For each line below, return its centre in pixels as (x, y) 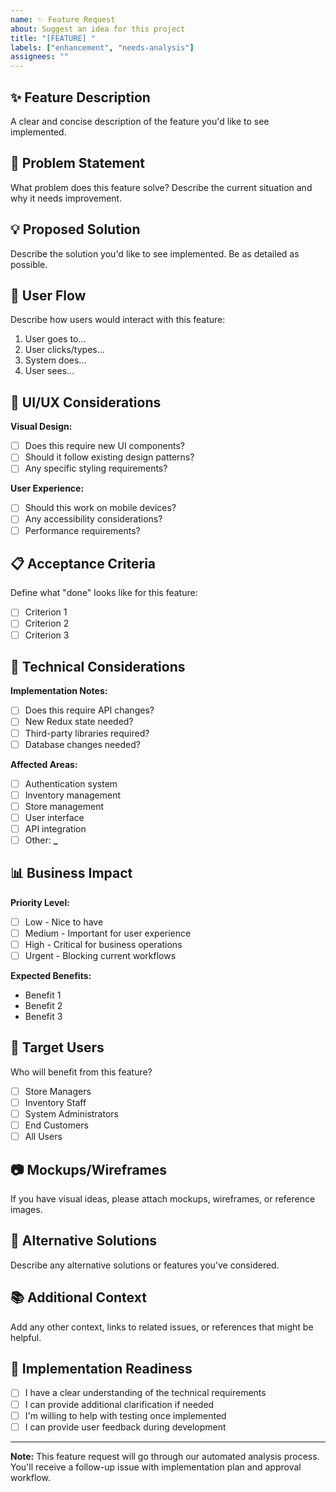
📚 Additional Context (78, 1297)
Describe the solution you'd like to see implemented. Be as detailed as (155, 253)
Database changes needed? (82, 744)
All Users (43, 1137)
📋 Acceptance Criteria (83, 563)
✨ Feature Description (80, 97)
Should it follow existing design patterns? (109, 457)
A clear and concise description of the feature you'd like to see (140, 121)
